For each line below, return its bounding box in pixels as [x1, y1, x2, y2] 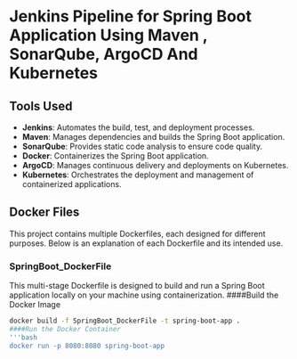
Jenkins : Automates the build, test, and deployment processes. [21, 122, 255, 133]
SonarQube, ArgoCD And [9, 45, 198, 64]
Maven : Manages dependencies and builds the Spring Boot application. [21, 132, 285, 142]
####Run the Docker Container [9, 324, 122, 333]
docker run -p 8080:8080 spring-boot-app [9, 341, 165, 350]
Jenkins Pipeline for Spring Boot [9, 6, 252, 27]
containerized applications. [21, 179, 122, 189]
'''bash [9, 332, 38, 342]
